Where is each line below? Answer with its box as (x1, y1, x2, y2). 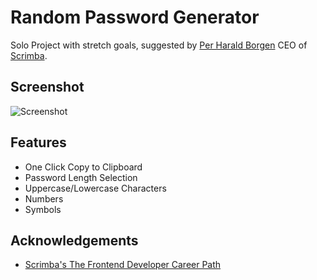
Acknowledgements (10, 232, 139, 249)
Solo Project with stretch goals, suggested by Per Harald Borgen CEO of (10, 39, 308, 51)
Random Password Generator (10, 6, 260, 29)
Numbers (24, 192, 64, 205)
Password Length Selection (24, 171, 138, 183)
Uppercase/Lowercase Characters (24, 182, 167, 194)
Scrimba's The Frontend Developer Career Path (24, 259, 222, 271)
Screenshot (10, 79, 85, 96)
